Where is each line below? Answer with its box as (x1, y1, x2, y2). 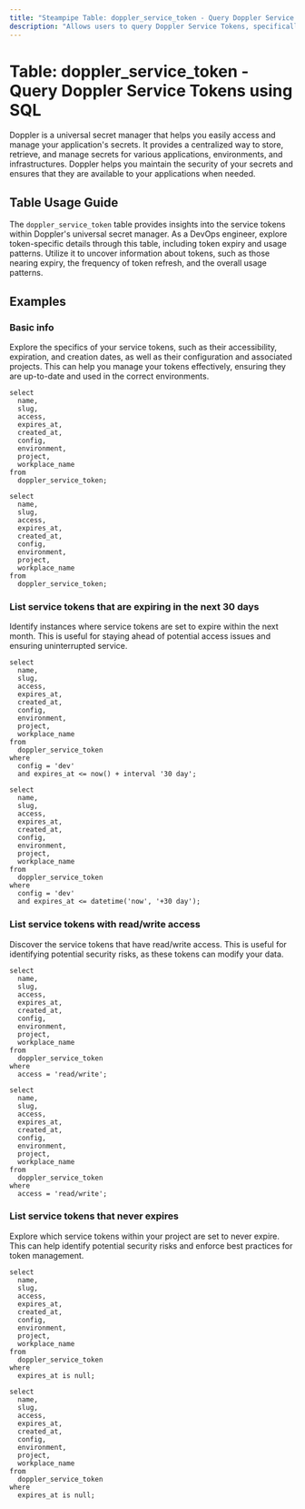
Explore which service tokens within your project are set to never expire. (9, 1230, 280, 1241)
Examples (9, 293, 66, 309)
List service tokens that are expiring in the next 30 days (9, 600, 260, 613)
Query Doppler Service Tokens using (9, 80, 293, 101)
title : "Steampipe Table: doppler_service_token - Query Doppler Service (9, 13, 295, 23)
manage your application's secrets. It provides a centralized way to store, (9, 139, 284, 150)
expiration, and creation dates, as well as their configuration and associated (9, 351, 292, 362)
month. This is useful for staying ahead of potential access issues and (9, 631, 271, 642)
